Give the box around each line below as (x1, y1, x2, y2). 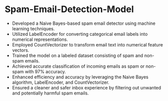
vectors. (12, 47, 30, 53)
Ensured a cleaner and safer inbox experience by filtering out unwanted (12, 84, 161, 90)
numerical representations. (12, 36, 69, 42)
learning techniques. (12, 25, 55, 31)
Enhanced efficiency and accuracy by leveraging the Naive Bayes (12, 74, 149, 80)
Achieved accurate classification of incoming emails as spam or (12, 63, 145, 69)
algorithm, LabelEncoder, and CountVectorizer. (12, 79, 109, 85)
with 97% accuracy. (24, 68, 66, 74)
